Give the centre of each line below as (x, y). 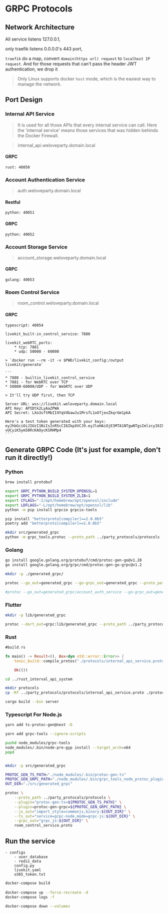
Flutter (13, 605)
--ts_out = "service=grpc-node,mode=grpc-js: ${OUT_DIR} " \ (75, 816)
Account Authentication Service (45, 179)
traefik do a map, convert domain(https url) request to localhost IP (78, 58)
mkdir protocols (22, 688)
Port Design (24, 100)
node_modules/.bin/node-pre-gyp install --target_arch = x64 (68, 748)
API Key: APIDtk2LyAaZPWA (32, 408)
